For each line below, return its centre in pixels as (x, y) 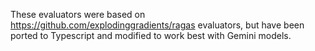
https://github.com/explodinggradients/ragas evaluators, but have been (157, 25)
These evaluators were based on (78, 14)
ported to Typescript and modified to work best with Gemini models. (151, 35)
